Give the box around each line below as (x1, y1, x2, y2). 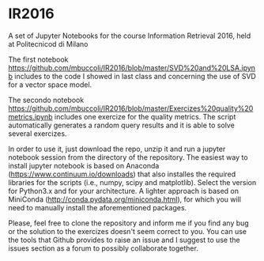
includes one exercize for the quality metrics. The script (54, 112, 236, 121)
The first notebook (8, 55, 69, 64)
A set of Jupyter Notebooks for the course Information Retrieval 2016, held (8, 31, 251, 40)
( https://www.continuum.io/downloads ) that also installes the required (8, 169, 236, 179)
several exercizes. (8, 128, 67, 138)
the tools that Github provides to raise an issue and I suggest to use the (8, 235, 240, 244)
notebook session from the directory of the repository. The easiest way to (8, 152, 248, 162)
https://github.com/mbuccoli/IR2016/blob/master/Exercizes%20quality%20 (8, 104, 254, 113)
